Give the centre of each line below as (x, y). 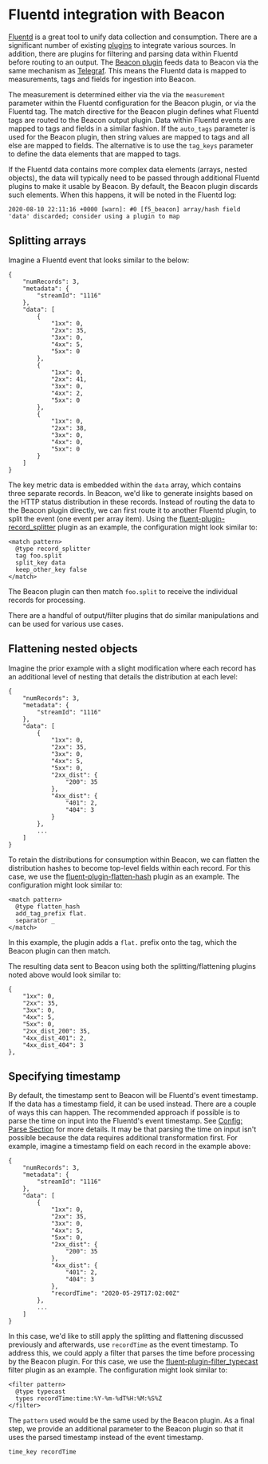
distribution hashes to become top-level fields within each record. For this (130, 868)
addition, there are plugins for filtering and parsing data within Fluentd (123, 53)
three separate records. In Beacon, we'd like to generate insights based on (131, 493)
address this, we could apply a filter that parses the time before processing (132, 1353)
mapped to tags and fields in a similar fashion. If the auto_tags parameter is (132, 128)
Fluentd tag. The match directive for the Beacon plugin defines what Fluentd (134, 111)
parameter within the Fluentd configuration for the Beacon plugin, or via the (132, 103)
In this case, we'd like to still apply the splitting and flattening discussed (126, 1336)
